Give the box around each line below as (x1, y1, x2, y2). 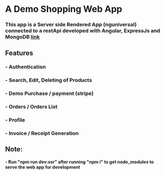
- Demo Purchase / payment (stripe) (5, 90, 94, 97)
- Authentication (5, 63, 46, 70)
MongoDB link (5, 34, 40, 41)
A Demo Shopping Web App (5, 3, 123, 15)
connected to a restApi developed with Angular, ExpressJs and (5, 27, 161, 34)
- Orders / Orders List (5, 103, 58, 110)
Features (5, 48, 33, 57)
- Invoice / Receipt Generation (5, 130, 79, 137)
